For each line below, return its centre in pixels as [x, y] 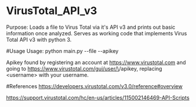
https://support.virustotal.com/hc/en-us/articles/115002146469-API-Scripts [98, 98]
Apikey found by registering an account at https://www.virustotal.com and [96, 62]
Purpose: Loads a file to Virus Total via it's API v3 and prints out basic [91, 27]
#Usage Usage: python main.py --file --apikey [63, 51]
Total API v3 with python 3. [39, 39]
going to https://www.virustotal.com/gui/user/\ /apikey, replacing [84, 68]
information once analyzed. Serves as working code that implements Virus [97, 33]
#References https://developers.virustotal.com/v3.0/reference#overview [94, 86]
